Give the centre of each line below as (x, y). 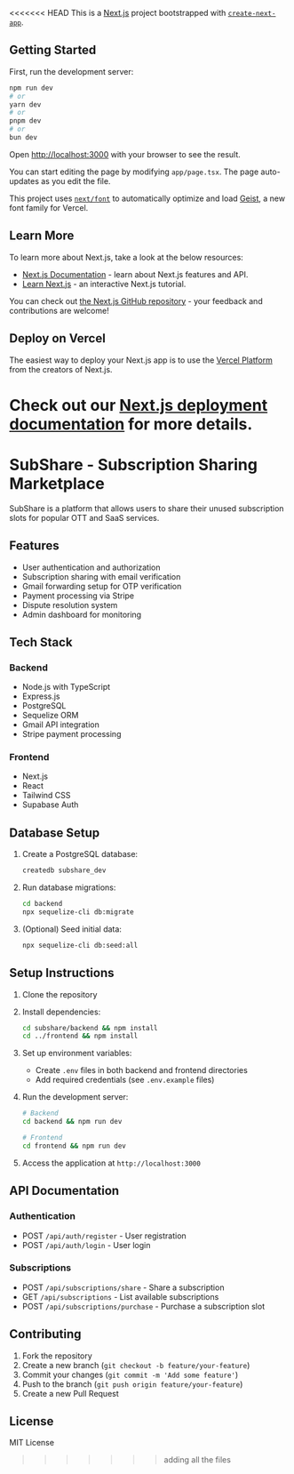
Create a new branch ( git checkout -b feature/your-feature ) (136, 1365)
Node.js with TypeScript (66, 687)
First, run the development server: (72, 71)
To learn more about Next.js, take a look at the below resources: (127, 257)
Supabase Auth (50, 805)
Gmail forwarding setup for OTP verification (102, 586)
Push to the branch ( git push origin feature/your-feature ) (132, 1384)
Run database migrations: (69, 887)
